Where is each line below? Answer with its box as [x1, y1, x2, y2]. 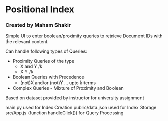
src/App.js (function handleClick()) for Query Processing [5, 110, 124, 116]
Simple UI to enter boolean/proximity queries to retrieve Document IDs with [5, 33, 163, 39]
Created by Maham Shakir [5, 22, 71, 29]
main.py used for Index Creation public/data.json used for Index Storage [5, 105, 157, 111]
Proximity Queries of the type [12, 58, 75, 64]
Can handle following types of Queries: [5, 48, 88, 54]
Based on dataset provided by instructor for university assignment [5, 95, 144, 101]
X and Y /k [20, 63, 42, 69]
